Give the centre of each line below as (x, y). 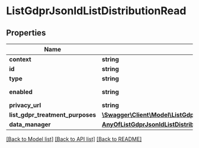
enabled (21, 92)
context (20, 59)
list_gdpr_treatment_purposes (53, 115)
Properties (26, 33)
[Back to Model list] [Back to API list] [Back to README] (74, 139)
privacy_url (25, 105)
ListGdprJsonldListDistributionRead (96, 11)
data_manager (30, 124)
